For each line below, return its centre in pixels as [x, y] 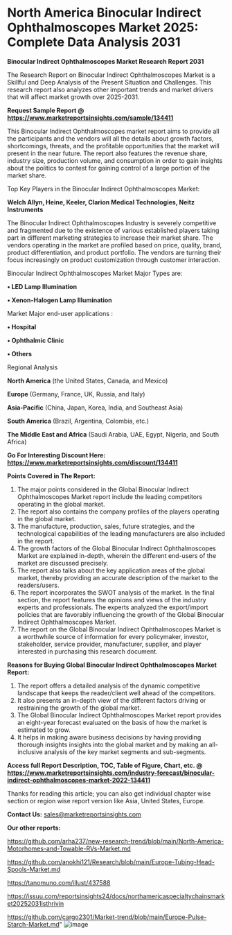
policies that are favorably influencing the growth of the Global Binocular [121, 614]
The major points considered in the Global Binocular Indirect [103, 489]
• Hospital [22, 326]
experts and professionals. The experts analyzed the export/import [113, 607]
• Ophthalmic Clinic [36, 340]
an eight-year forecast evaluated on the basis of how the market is [112, 722]
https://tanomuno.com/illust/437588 [59, 882]
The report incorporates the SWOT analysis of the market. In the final [116, 592]
